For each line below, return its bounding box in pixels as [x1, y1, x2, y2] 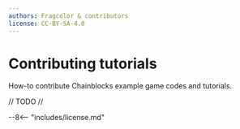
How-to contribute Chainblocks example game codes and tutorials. [8, 81, 233, 91]
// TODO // [8, 97, 44, 106]
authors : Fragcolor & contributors [8, 11, 129, 20]
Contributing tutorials [8, 54, 157, 73]
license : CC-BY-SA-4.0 [8, 19, 85, 28]
